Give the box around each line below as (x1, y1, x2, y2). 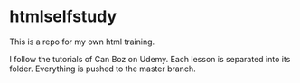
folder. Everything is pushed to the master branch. (9, 63, 196, 74)
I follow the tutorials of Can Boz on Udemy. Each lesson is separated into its (9, 53, 291, 64)
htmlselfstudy (9, 6, 117, 27)
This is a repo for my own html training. (9, 36, 155, 47)
